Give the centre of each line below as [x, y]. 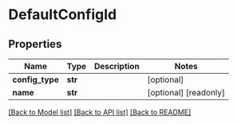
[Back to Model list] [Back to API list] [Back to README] [100, 112]
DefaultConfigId [63, 15]
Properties [35, 44]
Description [117, 66]
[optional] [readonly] [186, 93]
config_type [36, 79]
